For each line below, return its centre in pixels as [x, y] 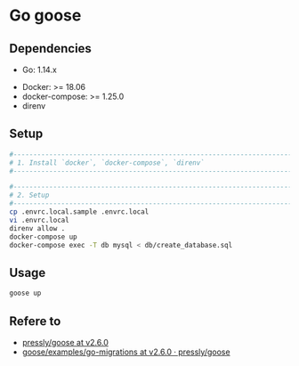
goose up [25, 293]
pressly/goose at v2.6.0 [65, 342]
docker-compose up [43, 237]
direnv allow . [37, 228]
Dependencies [50, 49]
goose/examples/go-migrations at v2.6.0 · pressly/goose [126, 352]
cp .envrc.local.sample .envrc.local [79, 212]
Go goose [45, 16]
